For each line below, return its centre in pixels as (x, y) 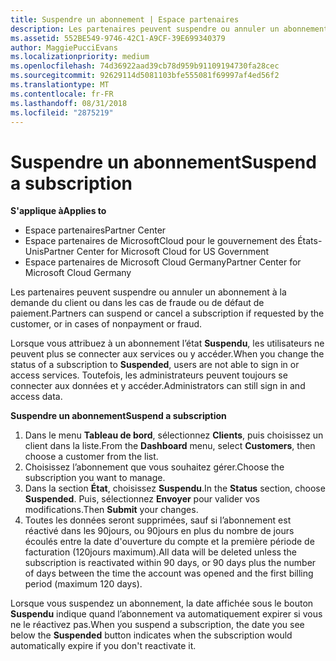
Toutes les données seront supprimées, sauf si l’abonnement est (158, 520)
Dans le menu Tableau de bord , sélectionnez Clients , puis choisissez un (174, 435)
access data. (36, 397)
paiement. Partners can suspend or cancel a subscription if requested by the (167, 313)
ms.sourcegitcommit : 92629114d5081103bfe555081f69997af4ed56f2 (145, 76)
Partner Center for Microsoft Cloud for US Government (156, 252)
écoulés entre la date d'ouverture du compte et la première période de (169, 542)
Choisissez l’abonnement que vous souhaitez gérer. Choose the (154, 467)
